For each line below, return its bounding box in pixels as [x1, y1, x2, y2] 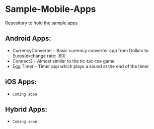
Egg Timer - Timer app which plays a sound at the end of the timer [12, 63, 149, 69]
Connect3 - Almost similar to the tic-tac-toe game [12, 58, 115, 64]
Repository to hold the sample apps [5, 20, 78, 26]
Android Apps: [5, 34, 51, 43]
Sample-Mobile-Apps [5, 3, 96, 15]
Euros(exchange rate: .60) [12, 53, 66, 59]
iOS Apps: [5, 78, 37, 86]
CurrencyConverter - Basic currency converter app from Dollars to [12, 47, 149, 53]
